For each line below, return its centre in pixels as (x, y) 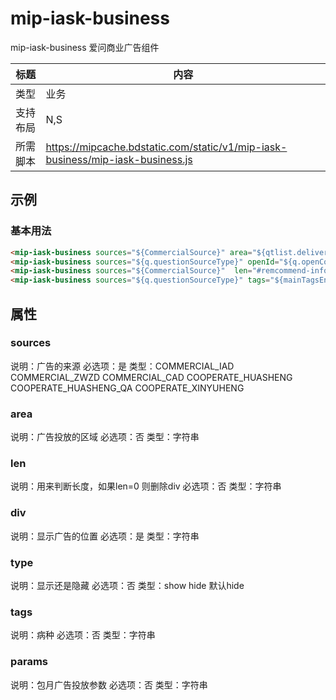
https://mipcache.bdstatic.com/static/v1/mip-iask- (166, 147)
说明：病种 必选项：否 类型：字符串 (83, 635)
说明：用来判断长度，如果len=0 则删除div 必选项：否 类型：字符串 (146, 486)
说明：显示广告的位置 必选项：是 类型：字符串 (105, 536)
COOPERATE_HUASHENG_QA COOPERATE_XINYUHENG (127, 388)
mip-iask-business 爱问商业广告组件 (85, 47)
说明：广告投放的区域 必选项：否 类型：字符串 (105, 437)
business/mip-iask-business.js (119, 159)
